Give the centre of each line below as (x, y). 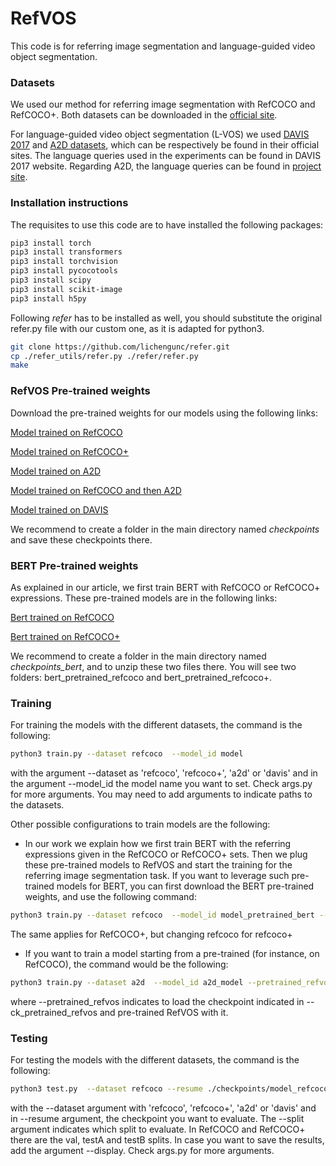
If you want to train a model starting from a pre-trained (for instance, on (172, 953)
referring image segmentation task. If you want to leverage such (157, 876)
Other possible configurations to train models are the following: (140, 824)
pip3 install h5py (48, 298)
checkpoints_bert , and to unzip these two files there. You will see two (153, 666)
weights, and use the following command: (110, 897)
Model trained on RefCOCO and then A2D (96, 490)
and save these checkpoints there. (81, 539)
